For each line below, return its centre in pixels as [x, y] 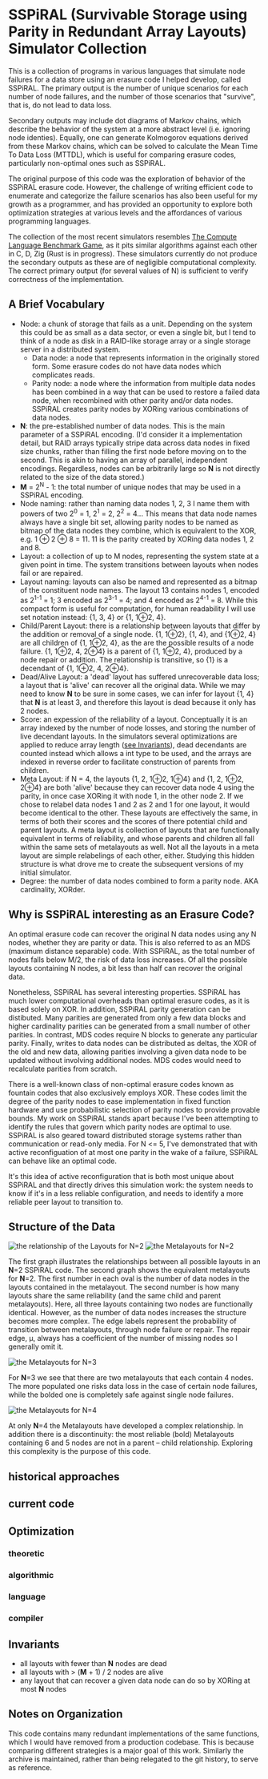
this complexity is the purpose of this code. [80, 1451]
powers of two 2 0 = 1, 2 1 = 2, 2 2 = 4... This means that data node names [138, 513]
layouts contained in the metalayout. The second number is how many [124, 1287]
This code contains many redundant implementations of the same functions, [134, 1733]
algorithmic [31, 1576]
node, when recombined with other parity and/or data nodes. [132, 400]
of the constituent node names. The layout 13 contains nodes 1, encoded [140, 590]
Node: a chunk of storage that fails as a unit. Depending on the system [136, 324]
